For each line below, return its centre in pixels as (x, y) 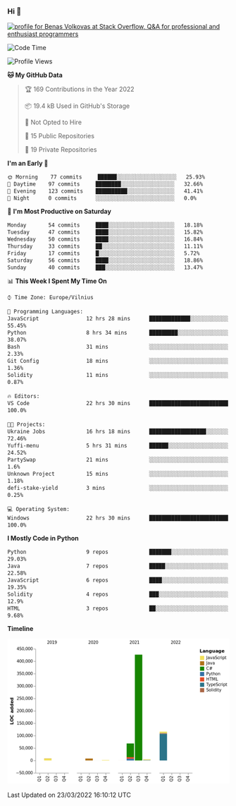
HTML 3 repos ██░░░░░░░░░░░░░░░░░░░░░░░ (118, 609)
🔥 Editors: (24, 397)
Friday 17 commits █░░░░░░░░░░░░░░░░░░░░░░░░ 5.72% (104, 253)
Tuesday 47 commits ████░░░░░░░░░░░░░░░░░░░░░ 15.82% (105, 232)
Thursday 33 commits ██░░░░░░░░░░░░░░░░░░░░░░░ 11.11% (105, 246)
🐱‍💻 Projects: (26, 425)
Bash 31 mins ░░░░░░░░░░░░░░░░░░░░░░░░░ (118, 347)
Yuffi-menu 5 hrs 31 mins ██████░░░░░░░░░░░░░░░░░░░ (118, 446)
